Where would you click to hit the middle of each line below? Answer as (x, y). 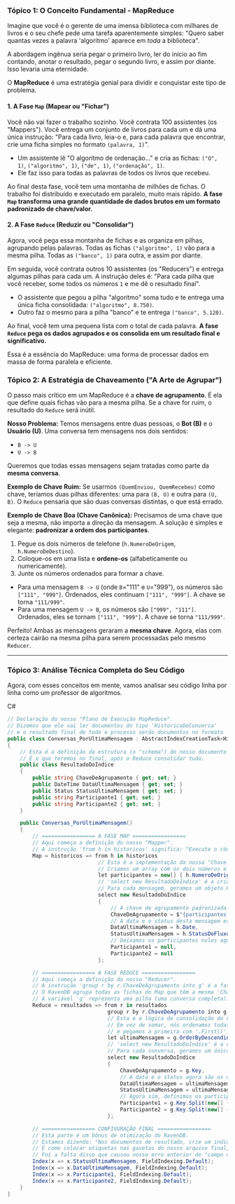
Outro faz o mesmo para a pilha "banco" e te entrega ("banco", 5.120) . (120, 312)
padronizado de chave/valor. (50, 208)
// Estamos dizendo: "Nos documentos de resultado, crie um (122, 1142)
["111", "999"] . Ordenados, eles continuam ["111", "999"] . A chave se (121, 594)
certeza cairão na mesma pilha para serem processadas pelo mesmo (107, 638)
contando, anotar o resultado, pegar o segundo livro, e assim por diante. (112, 62)
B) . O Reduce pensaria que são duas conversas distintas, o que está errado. (115, 501)
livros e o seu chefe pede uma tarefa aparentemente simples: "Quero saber (116, 33)
